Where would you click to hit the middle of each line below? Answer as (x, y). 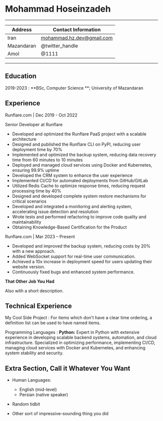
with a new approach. (34, 251)
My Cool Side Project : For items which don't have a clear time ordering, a (79, 318)
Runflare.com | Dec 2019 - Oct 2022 (41, 115)
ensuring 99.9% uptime (36, 170)
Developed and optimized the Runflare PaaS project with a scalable (79, 134)
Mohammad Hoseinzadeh (58, 9)
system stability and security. (34, 353)
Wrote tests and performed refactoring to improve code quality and (79, 217)
